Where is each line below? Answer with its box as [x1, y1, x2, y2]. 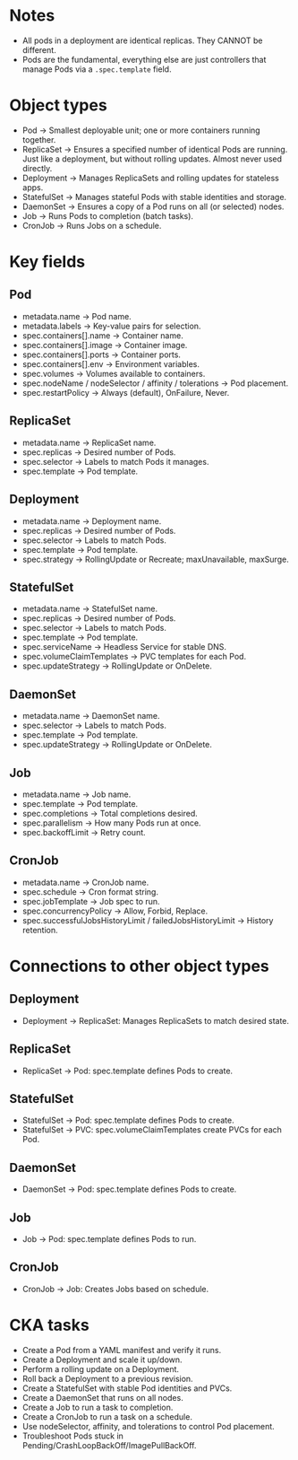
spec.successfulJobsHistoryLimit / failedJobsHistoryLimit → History [21, 914, 274, 925]
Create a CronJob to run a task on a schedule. [21, 1411, 192, 1422]
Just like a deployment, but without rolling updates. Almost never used [21, 153, 283, 164]
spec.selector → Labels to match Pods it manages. [21, 456, 209, 467]
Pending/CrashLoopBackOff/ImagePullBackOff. [21, 1439, 197, 1450]
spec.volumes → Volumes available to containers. [21, 368, 206, 379]
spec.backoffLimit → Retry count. [21, 826, 146, 837]
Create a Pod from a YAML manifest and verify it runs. [21, 1344, 222, 1355]
